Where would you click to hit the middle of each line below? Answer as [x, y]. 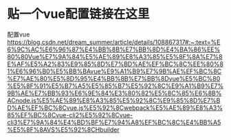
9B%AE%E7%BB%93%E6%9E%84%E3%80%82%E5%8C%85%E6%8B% [114, 93]
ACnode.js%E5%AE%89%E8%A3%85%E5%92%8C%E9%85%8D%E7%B [114, 100]
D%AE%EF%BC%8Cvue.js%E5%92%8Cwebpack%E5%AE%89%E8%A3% [115, 108]
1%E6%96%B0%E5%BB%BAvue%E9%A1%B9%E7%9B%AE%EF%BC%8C [114, 71]
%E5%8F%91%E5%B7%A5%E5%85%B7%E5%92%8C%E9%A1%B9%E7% [115, 86]
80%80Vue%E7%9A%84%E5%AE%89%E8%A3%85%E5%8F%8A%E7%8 [115, 56]
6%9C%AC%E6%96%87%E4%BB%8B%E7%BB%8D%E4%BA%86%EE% [114, 49]
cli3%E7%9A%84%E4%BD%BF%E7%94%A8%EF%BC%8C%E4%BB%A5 [114, 122]
